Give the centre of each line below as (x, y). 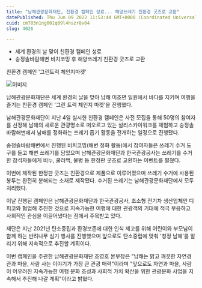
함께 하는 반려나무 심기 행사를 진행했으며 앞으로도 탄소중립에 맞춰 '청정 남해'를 (98, 236)
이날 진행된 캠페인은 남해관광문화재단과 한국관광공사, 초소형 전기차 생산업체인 (97, 201)
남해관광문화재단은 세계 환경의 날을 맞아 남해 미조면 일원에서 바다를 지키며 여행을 (101, 97)
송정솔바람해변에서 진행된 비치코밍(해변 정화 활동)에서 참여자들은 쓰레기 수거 (96, 145)
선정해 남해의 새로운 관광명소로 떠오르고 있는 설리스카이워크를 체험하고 (95, 125)
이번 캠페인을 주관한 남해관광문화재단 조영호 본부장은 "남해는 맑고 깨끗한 (91, 256)
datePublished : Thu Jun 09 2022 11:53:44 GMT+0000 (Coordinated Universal (102, 17)
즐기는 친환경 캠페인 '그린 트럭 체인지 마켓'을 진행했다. (70, 105)
